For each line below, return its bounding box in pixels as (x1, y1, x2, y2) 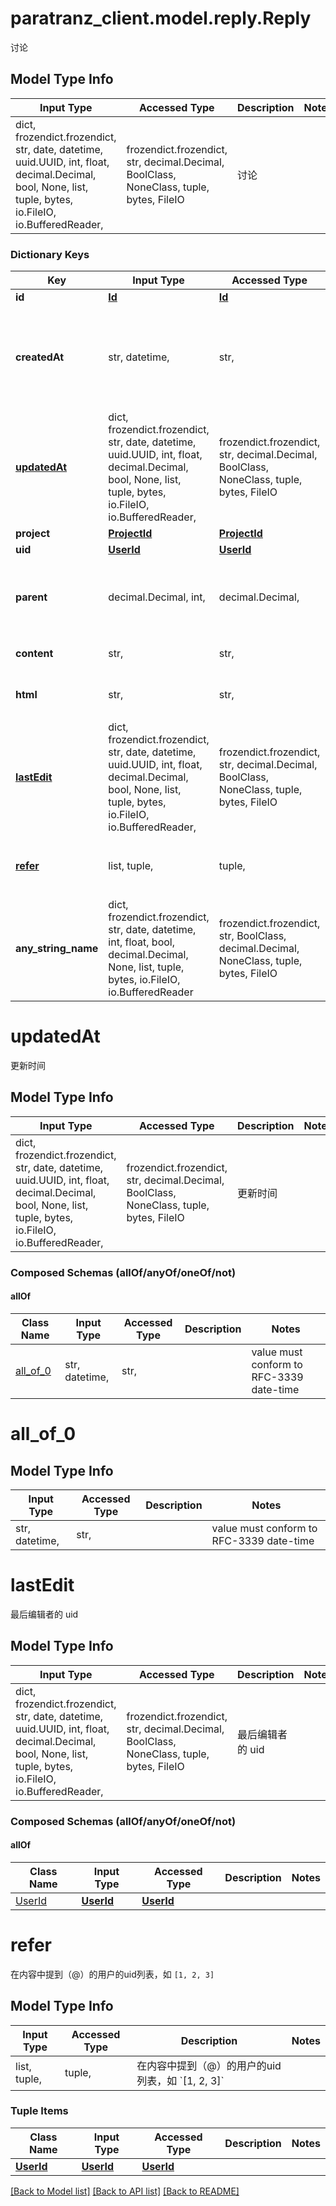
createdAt (15, 350, 65, 364)
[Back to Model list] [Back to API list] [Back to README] (10, 2185, 240, 2197)
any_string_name (15, 942, 99, 956)
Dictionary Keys (10, 247, 90, 261)
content (15, 647, 54, 661)
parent (15, 590, 48, 604)
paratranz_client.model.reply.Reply (10, 7, 312, 30)
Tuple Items (10, 2104, 69, 2118)
